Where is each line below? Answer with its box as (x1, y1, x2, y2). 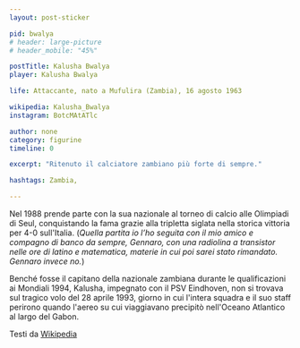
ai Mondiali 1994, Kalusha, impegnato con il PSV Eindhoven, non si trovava (9, 283, 284, 293)
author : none (9, 127, 58, 136)
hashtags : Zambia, (9, 176, 78, 185)
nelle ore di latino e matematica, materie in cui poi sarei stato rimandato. (9, 247, 279, 257)
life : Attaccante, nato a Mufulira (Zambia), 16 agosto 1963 (9, 87, 243, 96)
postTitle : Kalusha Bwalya (9, 62, 110, 72)
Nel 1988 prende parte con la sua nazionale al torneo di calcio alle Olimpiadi (9, 208, 289, 219)
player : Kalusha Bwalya (9, 71, 99, 80)
